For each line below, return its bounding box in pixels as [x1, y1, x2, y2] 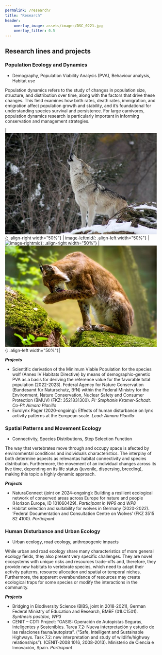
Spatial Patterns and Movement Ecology [5, 425, 102, 431]
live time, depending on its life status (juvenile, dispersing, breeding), [5, 466, 143, 472]
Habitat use [12, 78, 35, 84]
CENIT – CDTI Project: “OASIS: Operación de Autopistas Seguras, [12, 619, 143, 625]
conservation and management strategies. [5, 118, 90, 124]
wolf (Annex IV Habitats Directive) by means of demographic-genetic [12, 371, 150, 377]
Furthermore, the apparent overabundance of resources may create [5, 574, 141, 580]
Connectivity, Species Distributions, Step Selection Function [12, 436, 132, 442]
